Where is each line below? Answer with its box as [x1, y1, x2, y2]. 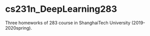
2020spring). [5, 25, 32, 31]
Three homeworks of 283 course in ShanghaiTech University [5, 20, 131, 26]
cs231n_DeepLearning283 [5, 3, 117, 15]
